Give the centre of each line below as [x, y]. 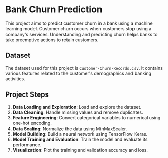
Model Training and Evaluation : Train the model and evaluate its [80, 139]
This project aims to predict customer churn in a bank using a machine [79, 23]
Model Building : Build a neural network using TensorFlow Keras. [80, 134]
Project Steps [27, 95]
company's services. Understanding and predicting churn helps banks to [81, 34]
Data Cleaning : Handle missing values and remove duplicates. [78, 112]
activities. [15, 78]
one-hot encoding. [32, 123]
